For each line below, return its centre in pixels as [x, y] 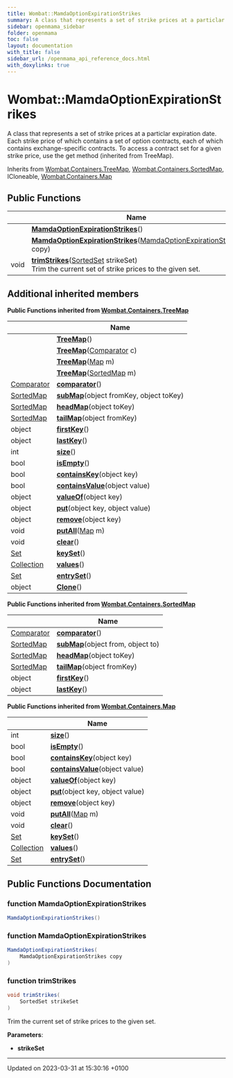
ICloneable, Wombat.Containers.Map [60, 176]
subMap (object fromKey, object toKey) [120, 396]
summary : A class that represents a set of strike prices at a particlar [116, 20]
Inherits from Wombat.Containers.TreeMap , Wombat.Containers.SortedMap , [115, 169]
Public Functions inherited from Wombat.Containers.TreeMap [98, 311]
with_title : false [34, 53]
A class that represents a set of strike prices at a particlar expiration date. [112, 133]
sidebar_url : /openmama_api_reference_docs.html [79, 59]
